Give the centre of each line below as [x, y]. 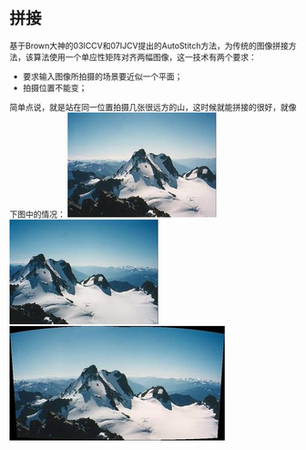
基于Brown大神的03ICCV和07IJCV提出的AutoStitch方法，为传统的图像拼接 [149, 46]
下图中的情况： [37, 214]
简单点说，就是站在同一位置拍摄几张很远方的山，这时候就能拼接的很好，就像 [153, 107]
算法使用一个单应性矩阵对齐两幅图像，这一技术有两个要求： [145, 56]
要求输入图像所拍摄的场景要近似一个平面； [102, 76]
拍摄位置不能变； [55, 87]
